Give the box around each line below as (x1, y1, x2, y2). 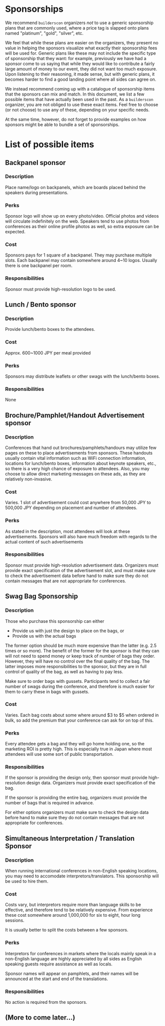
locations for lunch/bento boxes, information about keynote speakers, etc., (5, 460, 157, 466)
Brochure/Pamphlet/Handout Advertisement (5, 411, 145, 419)
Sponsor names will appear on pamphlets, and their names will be (5, 970, 139, 976)
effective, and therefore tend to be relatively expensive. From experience (5, 907, 153, 913)
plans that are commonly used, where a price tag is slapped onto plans (5, 25, 149, 31)
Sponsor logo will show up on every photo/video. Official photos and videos (5, 213, 159, 219)
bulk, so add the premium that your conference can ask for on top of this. (5, 717, 154, 723)
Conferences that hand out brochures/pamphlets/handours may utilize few (5, 445, 157, 450)
